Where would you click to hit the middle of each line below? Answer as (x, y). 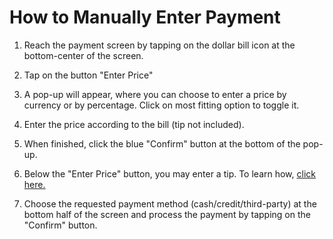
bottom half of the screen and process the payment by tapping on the (167, 214)
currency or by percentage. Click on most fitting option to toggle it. (161, 105)
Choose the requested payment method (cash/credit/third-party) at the (170, 203)
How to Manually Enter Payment (145, 17)
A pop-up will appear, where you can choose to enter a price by (155, 94)
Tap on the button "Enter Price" (88, 75)
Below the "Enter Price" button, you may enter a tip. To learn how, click (169, 173)
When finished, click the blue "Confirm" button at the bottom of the (162, 143)
